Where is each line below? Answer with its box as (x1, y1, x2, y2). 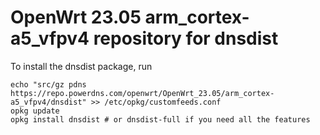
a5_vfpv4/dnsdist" (10, 97, 87, 107)
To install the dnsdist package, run (10, 60, 153, 72)
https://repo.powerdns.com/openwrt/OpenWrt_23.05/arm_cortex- (10, 88, 275, 98)
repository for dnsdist (93, 27, 279, 50)
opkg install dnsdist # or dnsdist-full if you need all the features (10, 114, 311, 125)
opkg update (10, 106, 60, 116)
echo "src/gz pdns (10, 79, 87, 90)
